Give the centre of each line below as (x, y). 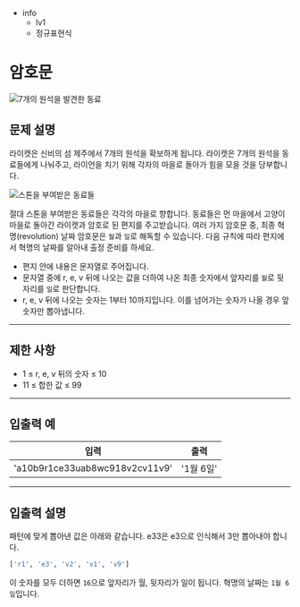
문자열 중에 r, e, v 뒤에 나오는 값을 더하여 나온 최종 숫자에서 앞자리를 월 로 (148, 278)
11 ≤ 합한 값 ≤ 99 (52, 385)
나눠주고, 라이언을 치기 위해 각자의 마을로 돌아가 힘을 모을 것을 (148, 164)
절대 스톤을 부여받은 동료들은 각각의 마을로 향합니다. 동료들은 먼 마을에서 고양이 (147, 213)
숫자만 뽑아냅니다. (53, 311)
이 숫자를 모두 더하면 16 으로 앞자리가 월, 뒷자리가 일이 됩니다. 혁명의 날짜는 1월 (146, 583)
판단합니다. (81, 288)
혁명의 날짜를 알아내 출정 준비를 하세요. (86, 247)
